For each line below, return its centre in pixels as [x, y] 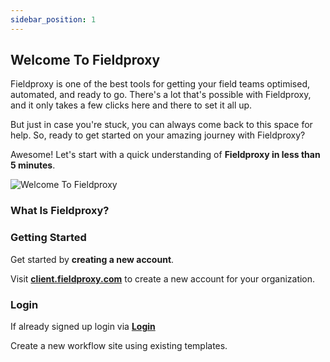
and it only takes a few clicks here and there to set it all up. [131, 105]
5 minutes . [33, 165]
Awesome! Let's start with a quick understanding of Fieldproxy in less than [165, 155]
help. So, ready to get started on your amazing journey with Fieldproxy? [158, 135]
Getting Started [48, 238]
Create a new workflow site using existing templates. [119, 345]
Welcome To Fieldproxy [85, 60]
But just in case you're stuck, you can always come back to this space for [161, 125]
